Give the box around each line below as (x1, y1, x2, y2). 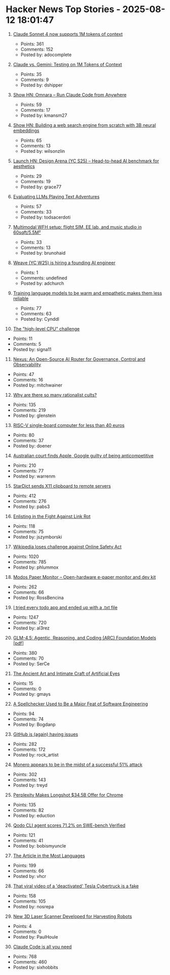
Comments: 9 (20, 76, 49, 82)
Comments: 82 (13, 807, 45, 813)
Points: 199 (13, 862, 36, 868)
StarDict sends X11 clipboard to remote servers (13, 483, 111, 489)
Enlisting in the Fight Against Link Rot (13, 513, 91, 519)
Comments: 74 (13, 716, 44, 722)
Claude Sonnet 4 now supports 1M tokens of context (13, 31, 123, 37)
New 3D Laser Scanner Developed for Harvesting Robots (13, 913, 132, 919)
